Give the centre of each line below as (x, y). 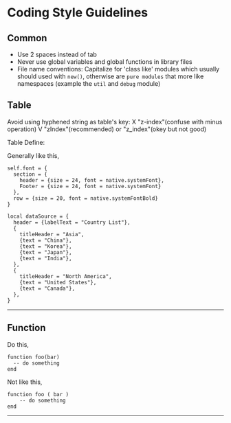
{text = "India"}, (46, 258)
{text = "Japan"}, (46, 252)
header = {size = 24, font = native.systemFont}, (92, 180)
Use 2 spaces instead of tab (57, 54)
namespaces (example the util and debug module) (89, 83)
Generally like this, (33, 155)
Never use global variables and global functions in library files (104, 62)
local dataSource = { (38, 216)
